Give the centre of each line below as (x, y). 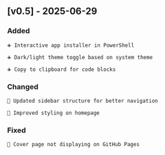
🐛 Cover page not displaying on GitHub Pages (73, 145)
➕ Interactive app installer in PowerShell (71, 45)
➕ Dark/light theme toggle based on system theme (80, 57)
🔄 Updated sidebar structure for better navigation (82, 101)
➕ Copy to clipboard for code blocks (62, 69)
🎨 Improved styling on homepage (53, 113)
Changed (23, 87)
